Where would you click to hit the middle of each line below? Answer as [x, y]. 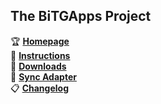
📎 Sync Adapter [43, 76]
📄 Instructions [40, 55]
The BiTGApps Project [81, 16]
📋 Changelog [39, 88]
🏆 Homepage [40, 41]
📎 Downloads [38, 66]
